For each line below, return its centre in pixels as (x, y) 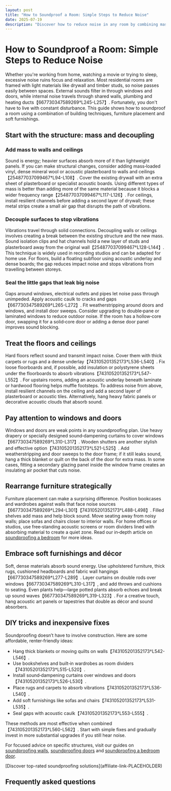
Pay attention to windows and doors (63, 418)
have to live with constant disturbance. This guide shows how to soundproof (85, 108)
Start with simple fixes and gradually (118, 729)
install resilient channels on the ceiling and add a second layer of (73, 391)
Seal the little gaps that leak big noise (52, 283)
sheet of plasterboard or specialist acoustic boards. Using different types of (85, 183)
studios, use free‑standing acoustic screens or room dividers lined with (80, 526)
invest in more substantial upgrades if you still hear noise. (66, 735)
